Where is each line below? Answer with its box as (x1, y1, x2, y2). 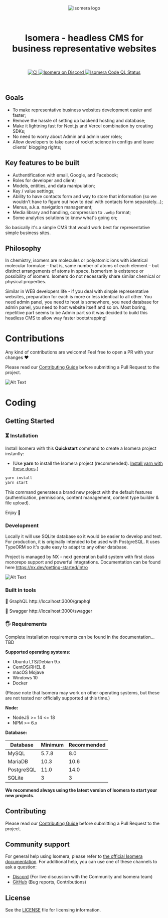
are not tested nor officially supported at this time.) (5, 695, 110, 701)
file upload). (5, 499, 30, 506)
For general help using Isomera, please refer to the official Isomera (5, 853, 143, 859)
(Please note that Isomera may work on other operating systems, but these (5, 689, 160, 695)
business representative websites (12, 43, 157, 55)
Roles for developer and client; (12, 177, 76, 183)
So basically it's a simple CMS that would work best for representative (5, 224, 150, 230)
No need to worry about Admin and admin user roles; (12, 133, 123, 139)
